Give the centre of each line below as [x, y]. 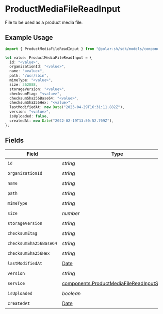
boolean [71, 293]
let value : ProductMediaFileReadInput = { [49, 58]
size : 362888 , [24, 84]
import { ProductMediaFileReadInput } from [50, 49]
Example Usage [29, 38]
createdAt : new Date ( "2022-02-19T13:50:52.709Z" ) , [62, 121]
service [16, 283]
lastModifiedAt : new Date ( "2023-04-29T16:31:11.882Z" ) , [67, 107]
